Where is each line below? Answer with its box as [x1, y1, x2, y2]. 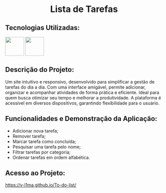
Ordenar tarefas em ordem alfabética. [12, 154, 90, 160]
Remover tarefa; [12, 133, 46, 139]
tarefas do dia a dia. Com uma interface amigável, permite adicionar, [5, 84, 146, 90]
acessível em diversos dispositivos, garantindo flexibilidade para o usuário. [5, 100, 160, 106]
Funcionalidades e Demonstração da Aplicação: [5, 114, 157, 123]
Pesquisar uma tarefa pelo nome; [12, 143, 81, 149]
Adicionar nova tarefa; [12, 127, 58, 133]
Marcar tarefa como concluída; [12, 138, 76, 144]
